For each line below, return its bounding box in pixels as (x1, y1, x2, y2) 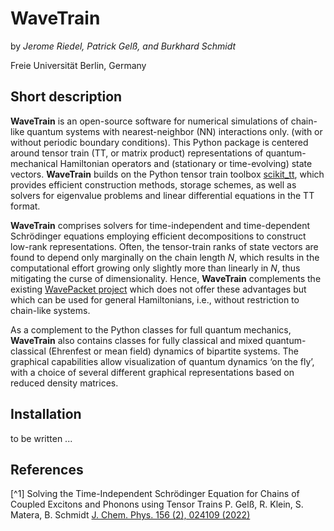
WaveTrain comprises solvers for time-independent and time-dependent (10, 219, 311, 231)
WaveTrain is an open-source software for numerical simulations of (10, 115, 289, 127)
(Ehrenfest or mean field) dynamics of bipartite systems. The (48, 345, 299, 357)
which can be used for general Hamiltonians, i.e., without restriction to (10, 293, 300, 306)
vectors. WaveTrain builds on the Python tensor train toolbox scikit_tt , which (10, 168, 325, 180)
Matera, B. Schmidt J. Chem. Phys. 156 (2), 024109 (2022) (10, 509, 251, 521)
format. (10, 200, 41, 212)
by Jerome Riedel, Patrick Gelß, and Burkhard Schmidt (10, 40, 237, 52)
